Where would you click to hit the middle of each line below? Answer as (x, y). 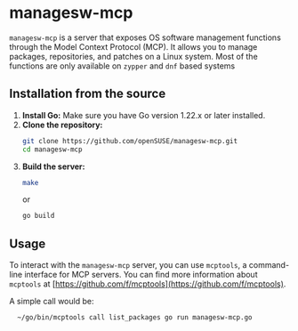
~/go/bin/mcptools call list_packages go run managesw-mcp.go (135, 318)
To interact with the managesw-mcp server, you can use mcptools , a (128, 265)
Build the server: (53, 166)
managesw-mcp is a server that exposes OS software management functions (145, 37)
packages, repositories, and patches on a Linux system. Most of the (133, 56)
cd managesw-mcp (52, 149)
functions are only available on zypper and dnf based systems (122, 66)
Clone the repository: (62, 125)
